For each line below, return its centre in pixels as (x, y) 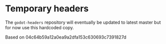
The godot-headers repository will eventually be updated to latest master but (83, 22)
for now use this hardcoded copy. (40, 27)
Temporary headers (47, 9)
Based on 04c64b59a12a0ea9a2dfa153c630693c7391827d (66, 37)
